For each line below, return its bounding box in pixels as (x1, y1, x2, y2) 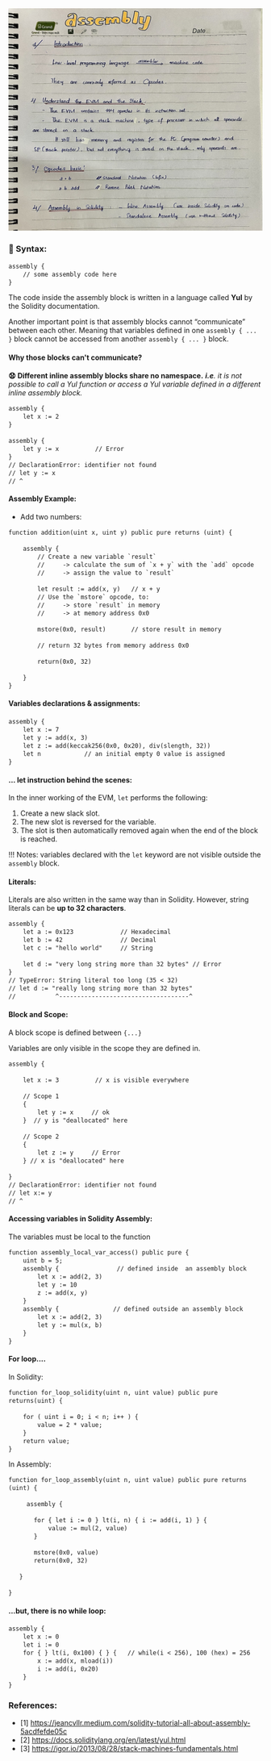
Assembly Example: (8, 494, 77, 503)
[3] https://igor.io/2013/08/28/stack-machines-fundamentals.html (19, 1744, 239, 1754)
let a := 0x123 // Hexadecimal (23, 928, 172, 937)
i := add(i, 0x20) (37, 1665, 99, 1673)
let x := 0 (23, 1633, 60, 1641)
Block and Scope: (8, 1009, 69, 1019)
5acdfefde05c (19, 1726, 68, 1737)
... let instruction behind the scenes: (8, 774, 133, 785)
